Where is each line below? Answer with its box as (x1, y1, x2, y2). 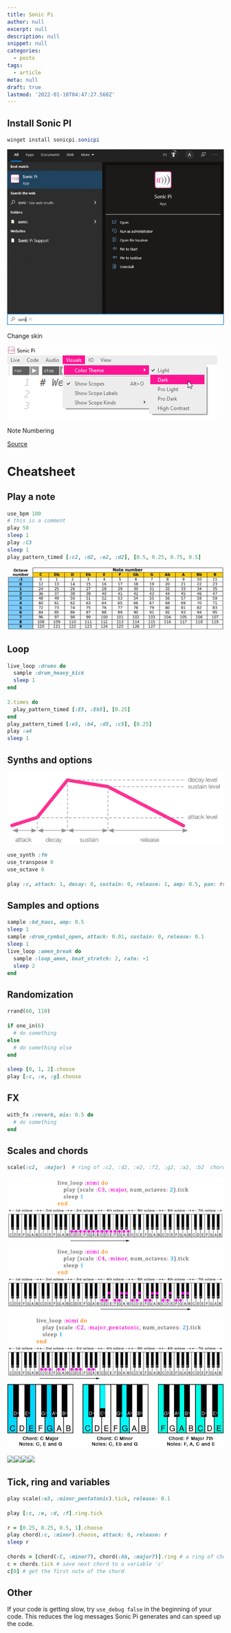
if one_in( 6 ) (7, 1022, 45, 1029)
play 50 (7, 525, 30, 531)
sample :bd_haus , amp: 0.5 (7, 919, 85, 926)
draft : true (7, 83, 41, 91)
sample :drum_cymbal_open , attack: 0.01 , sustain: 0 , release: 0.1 (7, 934, 205, 940)
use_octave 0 (7, 866, 45, 874)
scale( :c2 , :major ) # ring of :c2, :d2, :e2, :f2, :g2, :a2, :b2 (7, 1164, 205, 1171)
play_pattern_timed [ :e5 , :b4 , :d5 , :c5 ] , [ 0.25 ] (7, 720, 153, 728)
